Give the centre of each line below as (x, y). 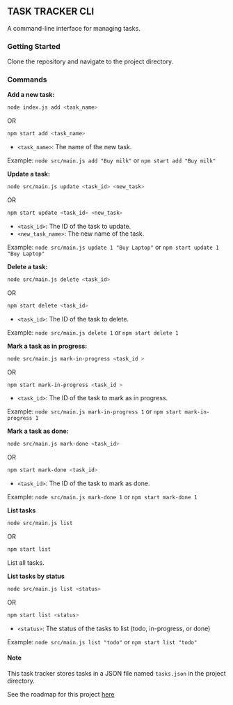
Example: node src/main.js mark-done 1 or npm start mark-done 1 (102, 497)
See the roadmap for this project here (61, 694)
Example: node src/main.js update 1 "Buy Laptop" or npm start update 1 (113, 247)
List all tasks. (26, 562)
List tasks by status (36, 576)
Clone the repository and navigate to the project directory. (90, 61)
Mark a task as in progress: (47, 346)
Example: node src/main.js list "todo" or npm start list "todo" (102, 642)
